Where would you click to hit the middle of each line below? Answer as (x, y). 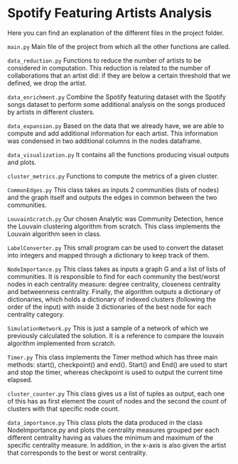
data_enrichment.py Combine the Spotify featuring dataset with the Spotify (117, 97)
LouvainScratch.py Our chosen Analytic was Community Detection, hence (115, 218)
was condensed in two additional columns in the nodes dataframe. (105, 141)
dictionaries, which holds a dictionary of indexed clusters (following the (112, 299)
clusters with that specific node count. (64, 408)
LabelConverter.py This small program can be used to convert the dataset (115, 248)
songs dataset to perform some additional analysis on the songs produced (116, 104)
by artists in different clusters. (51, 112)
